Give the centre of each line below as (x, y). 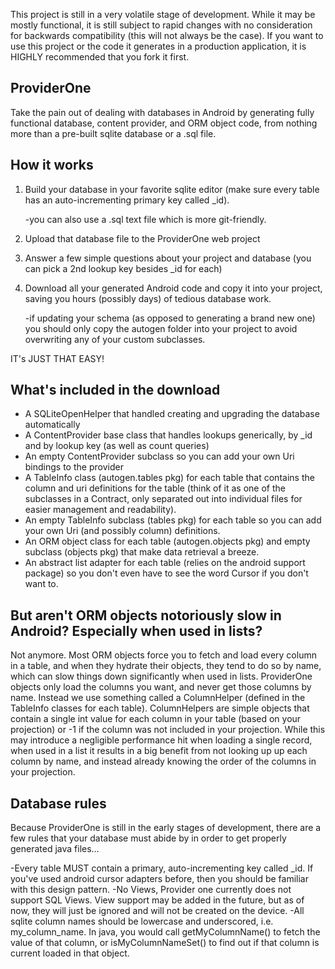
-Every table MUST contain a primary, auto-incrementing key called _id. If (162, 868)
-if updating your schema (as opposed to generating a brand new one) (170, 318)
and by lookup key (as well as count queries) (117, 446)
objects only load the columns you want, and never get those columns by (161, 687)
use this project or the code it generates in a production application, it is (158, 46)
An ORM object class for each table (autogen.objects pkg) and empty (167, 541)
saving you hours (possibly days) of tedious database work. (148, 298)
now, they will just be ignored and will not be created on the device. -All (157, 911)
